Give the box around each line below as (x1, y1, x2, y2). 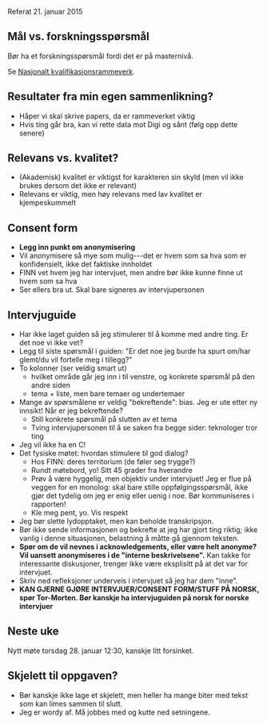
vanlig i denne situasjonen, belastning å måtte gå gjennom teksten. (18, 534, 239, 543)
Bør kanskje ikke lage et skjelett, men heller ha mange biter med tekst (18, 690, 249, 699)
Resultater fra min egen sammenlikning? (7, 90, 213, 103)
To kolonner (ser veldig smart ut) (18, 363, 127, 373)
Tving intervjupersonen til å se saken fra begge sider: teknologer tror (30, 423, 258, 433)
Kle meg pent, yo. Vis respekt (30, 508, 129, 518)
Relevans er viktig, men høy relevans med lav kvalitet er (18, 190, 203, 199)
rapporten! (30, 499, 66, 509)
